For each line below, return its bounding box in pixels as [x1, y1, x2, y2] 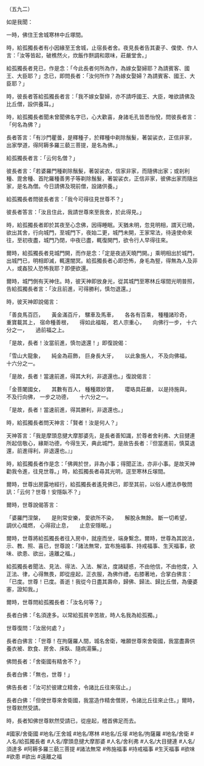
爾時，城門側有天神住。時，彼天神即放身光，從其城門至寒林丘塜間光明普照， [6, 277, 198, 285]
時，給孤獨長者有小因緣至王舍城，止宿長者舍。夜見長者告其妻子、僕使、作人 [6, 44, 198, 51]
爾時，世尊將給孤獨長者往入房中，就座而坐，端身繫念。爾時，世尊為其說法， [6, 535, 198, 541]
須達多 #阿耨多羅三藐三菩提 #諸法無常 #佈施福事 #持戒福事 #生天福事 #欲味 [6, 745, 195, 753]
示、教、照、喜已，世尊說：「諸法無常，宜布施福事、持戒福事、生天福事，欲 [6, 542, 195, 549]
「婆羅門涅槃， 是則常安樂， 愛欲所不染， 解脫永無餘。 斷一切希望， [6, 514, 188, 521]
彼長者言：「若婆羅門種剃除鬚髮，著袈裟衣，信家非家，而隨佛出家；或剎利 [6, 167, 190, 175]
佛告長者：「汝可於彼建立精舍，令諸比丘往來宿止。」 [6, 684, 134, 691]
